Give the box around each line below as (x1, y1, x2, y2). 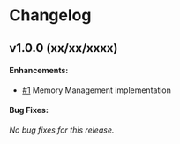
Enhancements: (9, 65, 69, 76)
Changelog (9, 5, 92, 26)
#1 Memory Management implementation (21, 85, 172, 95)
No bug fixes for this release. (9, 125, 115, 135)
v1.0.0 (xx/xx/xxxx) (9, 41, 118, 56)
